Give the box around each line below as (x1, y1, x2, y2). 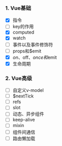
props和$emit (12, 47, 42, 54)
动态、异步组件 (12, 111, 44, 117)
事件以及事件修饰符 (12, 41, 53, 47)
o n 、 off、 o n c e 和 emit (12, 54, 57, 60)
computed (12, 29, 35, 35)
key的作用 (12, 23, 34, 30)
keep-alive (12, 116, 35, 123)
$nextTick (12, 93, 34, 99)
